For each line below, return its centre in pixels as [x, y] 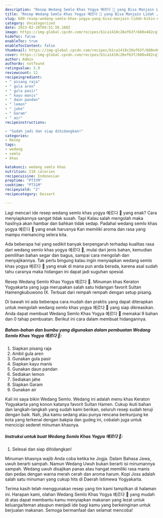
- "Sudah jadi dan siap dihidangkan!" [44, 131]
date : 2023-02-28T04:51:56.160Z [38, 28]
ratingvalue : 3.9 [23, 68]
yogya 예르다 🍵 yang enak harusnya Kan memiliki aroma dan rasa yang [75, 229]
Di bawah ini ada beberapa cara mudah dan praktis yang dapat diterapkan [79, 301]
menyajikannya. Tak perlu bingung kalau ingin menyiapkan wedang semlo [79, 260]
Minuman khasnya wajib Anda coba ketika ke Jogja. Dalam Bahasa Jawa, [78, 458]
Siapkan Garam [27, 384]
